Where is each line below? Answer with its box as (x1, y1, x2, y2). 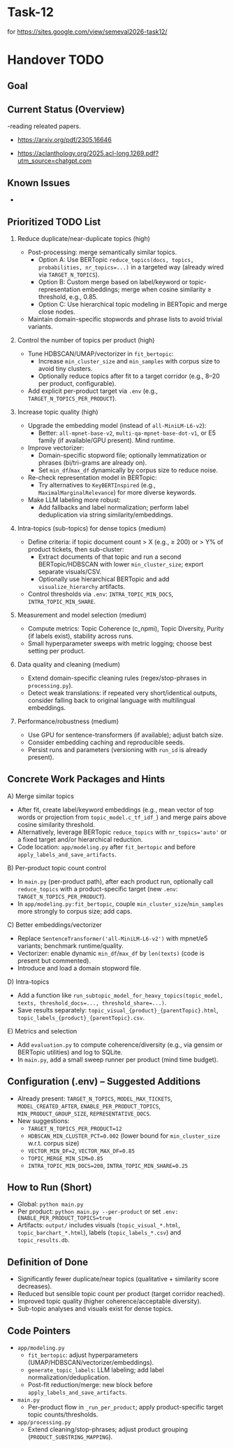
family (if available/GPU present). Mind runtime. (38, 436, 175, 445)
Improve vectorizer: (27, 443, 85, 452)
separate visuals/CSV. (38, 567, 102, 576)
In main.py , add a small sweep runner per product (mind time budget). (17, 1055, 219, 1064)
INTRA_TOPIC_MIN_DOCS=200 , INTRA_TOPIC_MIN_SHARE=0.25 (27, 1161, 189, 1169)
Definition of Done (7, 1256, 89, 1268)
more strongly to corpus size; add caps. (17, 907, 133, 915)
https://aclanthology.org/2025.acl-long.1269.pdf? (17, 149, 159, 158)
